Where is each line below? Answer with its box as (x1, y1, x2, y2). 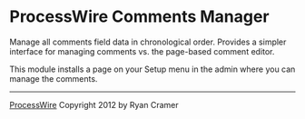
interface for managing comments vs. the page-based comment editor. (9, 45, 275, 56)
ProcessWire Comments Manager (9, 6, 270, 27)
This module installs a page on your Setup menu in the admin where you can (9, 64, 296, 74)
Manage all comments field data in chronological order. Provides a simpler (9, 36, 287, 47)
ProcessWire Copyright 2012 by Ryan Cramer (9, 99, 179, 110)
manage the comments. (9, 73, 98, 84)
